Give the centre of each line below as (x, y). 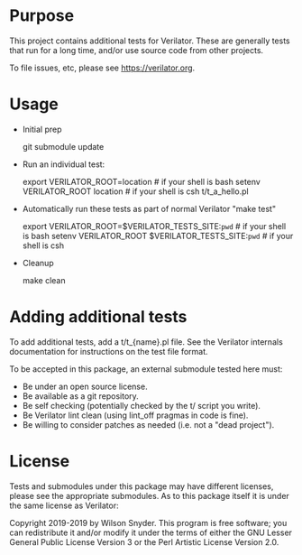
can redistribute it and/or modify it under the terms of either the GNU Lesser (151, 532)
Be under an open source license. (85, 386)
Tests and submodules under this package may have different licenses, (142, 486)
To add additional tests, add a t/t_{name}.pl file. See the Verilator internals (146, 342)
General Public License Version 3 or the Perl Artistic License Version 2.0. (144, 541)
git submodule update (63, 146)
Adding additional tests (98, 317)
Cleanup (38, 263)
